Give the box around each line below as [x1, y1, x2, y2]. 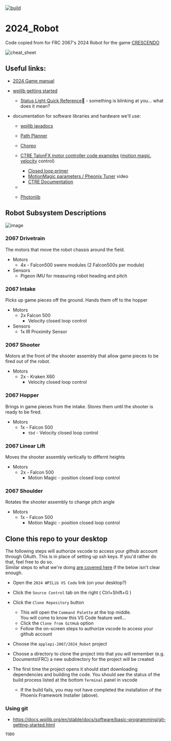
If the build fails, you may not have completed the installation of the [20, 687, 162, 693]
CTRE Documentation [28, 179, 74, 185]
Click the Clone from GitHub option [20, 620, 94, 626]
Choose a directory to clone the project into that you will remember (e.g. [12, 651, 165, 657]
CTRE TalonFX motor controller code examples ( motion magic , [20, 152, 152, 158]
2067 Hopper [5, 392, 39, 399]
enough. [5, 570, 23, 576]
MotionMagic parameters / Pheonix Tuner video [28, 173, 129, 179]
